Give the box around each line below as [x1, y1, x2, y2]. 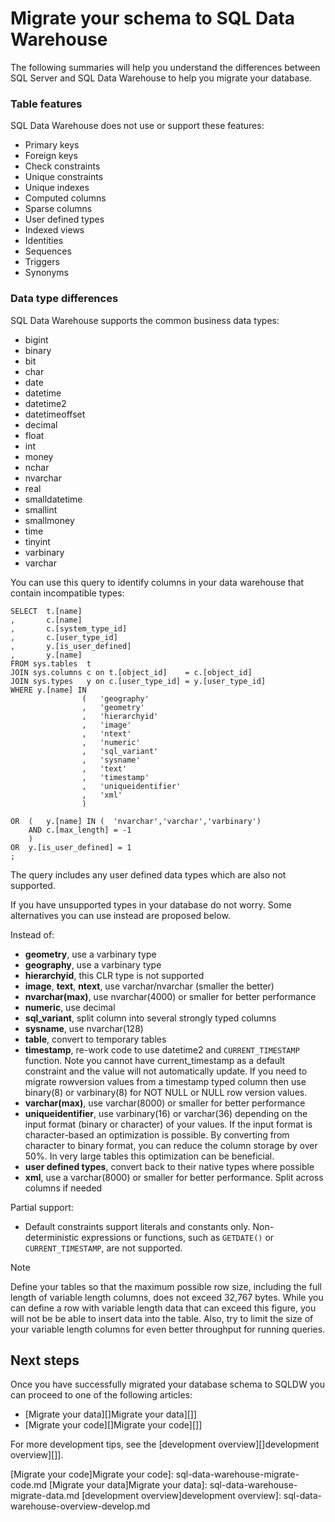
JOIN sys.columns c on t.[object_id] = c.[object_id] [10, 667, 253, 677]
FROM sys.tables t [10, 658, 92, 669]
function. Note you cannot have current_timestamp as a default [24, 1054, 286, 1066]
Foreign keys [24, 150, 78, 162]
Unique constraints [24, 171, 104, 183]
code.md [10, 1479, 47, 1491]
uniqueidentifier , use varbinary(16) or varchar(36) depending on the [24, 1107, 308, 1119]
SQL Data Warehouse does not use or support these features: [10, 120, 265, 132]
